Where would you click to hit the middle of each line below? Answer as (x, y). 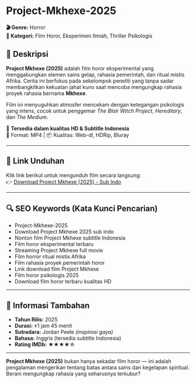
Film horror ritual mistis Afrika (50, 257)
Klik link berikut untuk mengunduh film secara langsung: (73, 175)
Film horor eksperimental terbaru (54, 244)
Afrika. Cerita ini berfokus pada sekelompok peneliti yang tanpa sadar (90, 81)
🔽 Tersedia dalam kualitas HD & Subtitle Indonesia (68, 128)
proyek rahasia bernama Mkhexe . (47, 93)
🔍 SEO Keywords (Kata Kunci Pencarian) (82, 208)
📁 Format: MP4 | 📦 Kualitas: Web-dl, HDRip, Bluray (68, 135)
